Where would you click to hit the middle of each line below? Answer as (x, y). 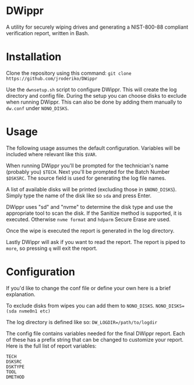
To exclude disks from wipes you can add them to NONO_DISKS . (80, 305)
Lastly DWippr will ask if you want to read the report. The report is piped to (96, 242)
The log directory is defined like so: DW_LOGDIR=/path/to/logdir (82, 322)
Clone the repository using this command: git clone (69, 73)
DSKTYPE (15, 367)
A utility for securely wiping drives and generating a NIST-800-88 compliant (97, 27)
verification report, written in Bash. (47, 33)
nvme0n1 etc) (35, 311)
